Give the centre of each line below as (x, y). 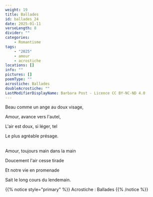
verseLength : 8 (21, 28)
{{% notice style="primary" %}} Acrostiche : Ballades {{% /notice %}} (77, 190)
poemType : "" (19, 79)
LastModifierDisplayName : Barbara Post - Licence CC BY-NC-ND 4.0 (75, 93)
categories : (17, 38)
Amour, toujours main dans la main (40, 151)
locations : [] (20, 65)
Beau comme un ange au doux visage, (44, 107)
